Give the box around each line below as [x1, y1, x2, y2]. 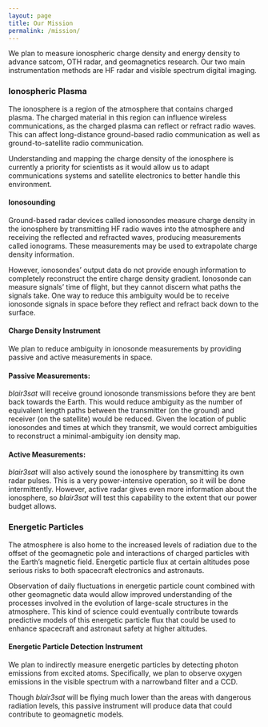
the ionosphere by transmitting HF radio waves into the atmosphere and [8, 224, 246, 234]
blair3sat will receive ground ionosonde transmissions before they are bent [8, 388, 256, 398]
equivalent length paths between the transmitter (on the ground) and [8, 406, 234, 416]
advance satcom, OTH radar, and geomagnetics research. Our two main [8, 57, 246, 67]
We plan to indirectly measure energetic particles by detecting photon [8, 660, 238, 669]
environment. [8, 179, 52, 189]
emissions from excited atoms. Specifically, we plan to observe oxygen [8, 668, 242, 678]
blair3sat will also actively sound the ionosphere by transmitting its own [8, 467, 245, 477]
